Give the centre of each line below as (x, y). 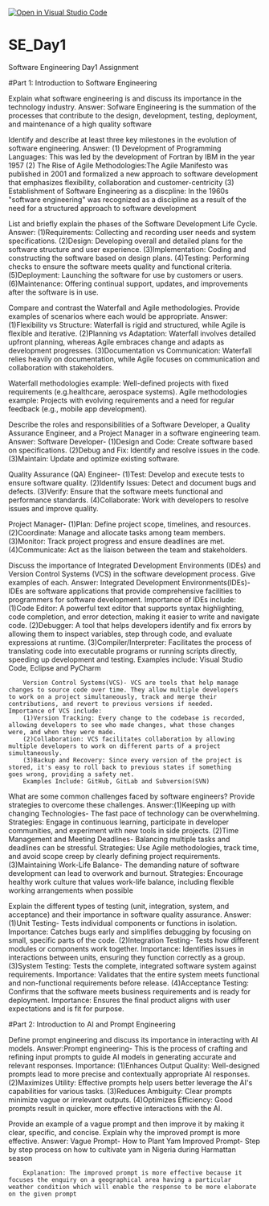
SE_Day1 (37, 45)
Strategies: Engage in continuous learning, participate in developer (119, 822)
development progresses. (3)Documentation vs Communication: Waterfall (130, 350)
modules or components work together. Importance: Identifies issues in (126, 948)
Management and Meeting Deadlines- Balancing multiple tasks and (119, 839)
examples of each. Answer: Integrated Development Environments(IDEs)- (130, 582)
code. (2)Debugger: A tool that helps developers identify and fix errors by (130, 625)
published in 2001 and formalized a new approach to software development (133, 174)
